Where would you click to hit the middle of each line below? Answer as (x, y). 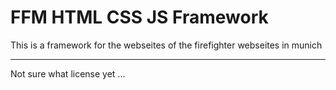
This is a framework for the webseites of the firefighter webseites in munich (166, 45)
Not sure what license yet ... (68, 73)
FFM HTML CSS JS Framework (139, 17)
